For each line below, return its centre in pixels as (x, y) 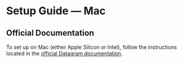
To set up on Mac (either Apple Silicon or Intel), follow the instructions (91, 47)
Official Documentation (50, 33)
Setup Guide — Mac (56, 11)
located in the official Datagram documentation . (64, 53)
